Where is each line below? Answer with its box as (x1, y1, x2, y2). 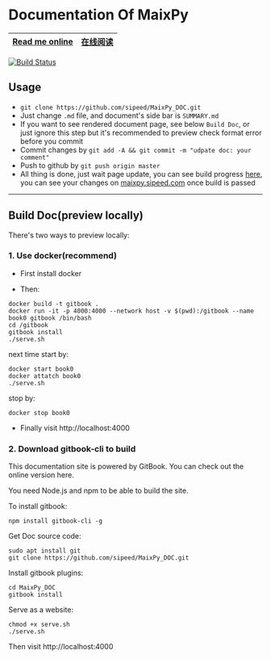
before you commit (19, 136, 83, 146)
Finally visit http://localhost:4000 (19, 422, 131, 433)
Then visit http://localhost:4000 (8, 642, 114, 652)
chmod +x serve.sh (8, 620, 70, 629)
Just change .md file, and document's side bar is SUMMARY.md (19, 111, 219, 120)
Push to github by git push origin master (19, 160, 161, 170)
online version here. (8, 470, 74, 480)
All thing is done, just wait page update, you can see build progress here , (19, 169, 263, 178)
